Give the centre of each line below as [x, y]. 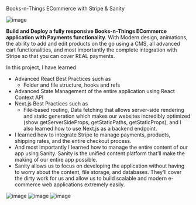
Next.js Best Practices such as [51, 104]
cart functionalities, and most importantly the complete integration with [92, 50]
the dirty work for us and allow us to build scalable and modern [91, 178]
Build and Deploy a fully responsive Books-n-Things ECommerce [87, 31]
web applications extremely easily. [83, 184]
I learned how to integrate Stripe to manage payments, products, [92, 135]
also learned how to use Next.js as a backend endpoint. [90, 129]
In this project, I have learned [41, 67]
